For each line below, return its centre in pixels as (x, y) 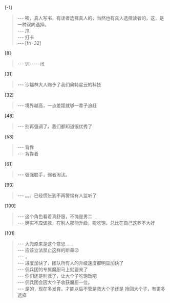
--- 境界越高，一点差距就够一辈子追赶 (57, 105)
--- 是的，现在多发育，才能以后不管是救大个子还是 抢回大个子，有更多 (91, 289)
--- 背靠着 (28, 154)
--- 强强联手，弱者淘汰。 (44, 175)
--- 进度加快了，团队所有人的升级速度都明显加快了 (70, 263)
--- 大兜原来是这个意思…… (45, 244)
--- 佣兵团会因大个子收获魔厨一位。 (55, 282)
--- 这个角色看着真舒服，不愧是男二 (55, 216)
